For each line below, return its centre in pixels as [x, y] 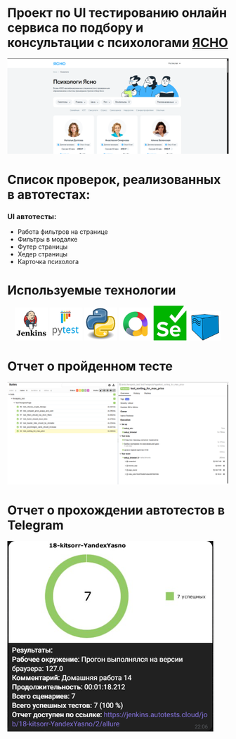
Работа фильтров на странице [63, 232]
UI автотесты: [32, 217]
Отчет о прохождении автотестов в [116, 510]
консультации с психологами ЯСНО [118, 43]
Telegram [35, 525]
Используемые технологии [92, 290]
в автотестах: [49, 195]
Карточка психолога [48, 262]
